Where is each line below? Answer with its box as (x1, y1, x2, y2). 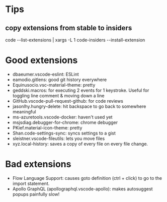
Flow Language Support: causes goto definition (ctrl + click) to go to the (12, 175, 162, 181)
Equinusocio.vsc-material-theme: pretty (12, 82, 96, 88)
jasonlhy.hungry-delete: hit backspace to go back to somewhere (12, 103, 146, 109)
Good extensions (5, 54, 78, 66)
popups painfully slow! (12, 191, 60, 197)
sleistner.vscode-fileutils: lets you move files (12, 135, 105, 142)
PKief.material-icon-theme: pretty (12, 124, 82, 130)
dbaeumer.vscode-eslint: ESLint (12, 71, 79, 77)
